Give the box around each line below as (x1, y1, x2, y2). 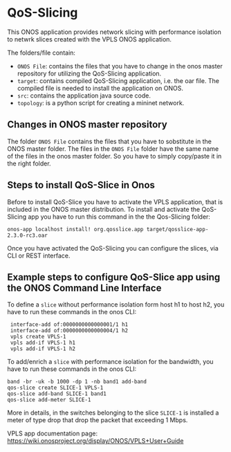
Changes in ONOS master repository (7, 119, 167, 131)
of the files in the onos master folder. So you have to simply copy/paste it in (7, 152, 222, 160)
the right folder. (7, 159, 51, 168)
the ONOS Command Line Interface (7, 282, 162, 293)
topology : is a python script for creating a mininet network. (17, 98, 185, 107)
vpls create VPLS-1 (10, 334, 67, 341)
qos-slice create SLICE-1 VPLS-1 (7, 384, 104, 392)
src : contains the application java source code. (17, 91, 151, 100)
